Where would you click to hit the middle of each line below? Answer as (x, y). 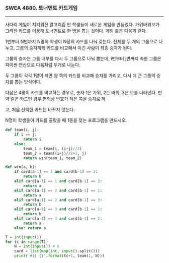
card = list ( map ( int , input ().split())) (57, 251)
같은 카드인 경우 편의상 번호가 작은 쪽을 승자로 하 (58, 99)
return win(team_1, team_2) (53, 158)
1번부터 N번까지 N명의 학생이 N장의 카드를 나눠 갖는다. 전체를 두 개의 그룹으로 (81, 42)
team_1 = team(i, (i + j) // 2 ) (53, 149)
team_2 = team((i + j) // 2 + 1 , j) (55, 153)
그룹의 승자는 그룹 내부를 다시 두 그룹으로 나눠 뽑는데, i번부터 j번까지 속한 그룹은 (83, 58)
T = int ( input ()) (23, 237)
